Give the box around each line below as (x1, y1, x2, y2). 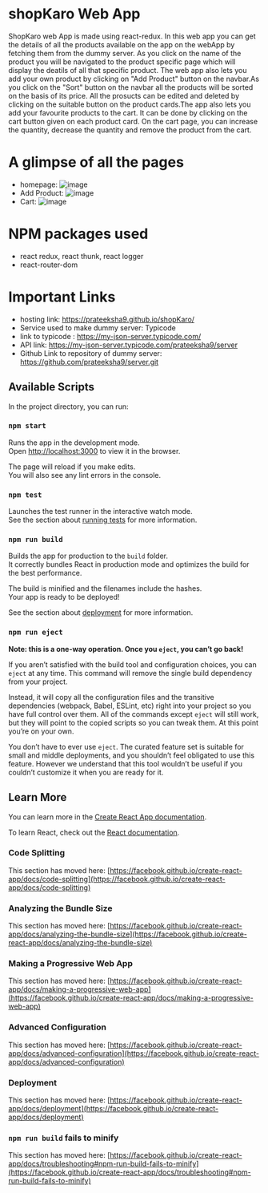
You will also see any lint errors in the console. (8, 470, 162, 479)
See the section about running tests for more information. (8, 515, 198, 525)
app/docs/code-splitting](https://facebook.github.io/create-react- (8, 874, 226, 884)
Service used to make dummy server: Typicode (19, 322, 176, 333)
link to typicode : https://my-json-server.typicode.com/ (19, 331, 202, 341)
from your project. (8, 677, 68, 686)
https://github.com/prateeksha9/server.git (19, 357, 158, 366)
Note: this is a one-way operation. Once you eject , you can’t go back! (8, 644, 244, 653)
